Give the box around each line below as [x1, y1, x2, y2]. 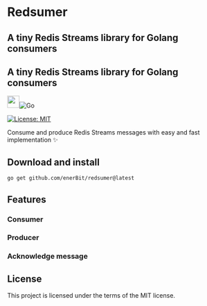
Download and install [7, 156, 100, 168]
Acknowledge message [7, 251, 88, 261]
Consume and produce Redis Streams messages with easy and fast [7, 128, 200, 137]
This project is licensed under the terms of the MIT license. [7, 291, 175, 300]
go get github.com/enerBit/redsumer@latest [7, 175, 135, 182]
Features [7, 194, 46, 205]
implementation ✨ [7, 136, 59, 144]
